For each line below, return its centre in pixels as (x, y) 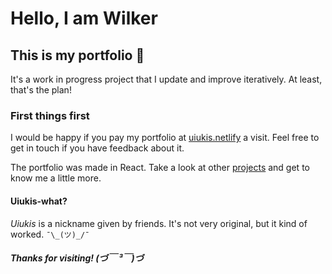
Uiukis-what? (39, 201)
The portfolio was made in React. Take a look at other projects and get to (160, 168)
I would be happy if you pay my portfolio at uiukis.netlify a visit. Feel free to (165, 138)
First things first (50, 115)
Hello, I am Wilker (84, 18)
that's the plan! (41, 90)
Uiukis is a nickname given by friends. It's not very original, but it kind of (159, 223)
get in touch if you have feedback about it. (97, 148)
